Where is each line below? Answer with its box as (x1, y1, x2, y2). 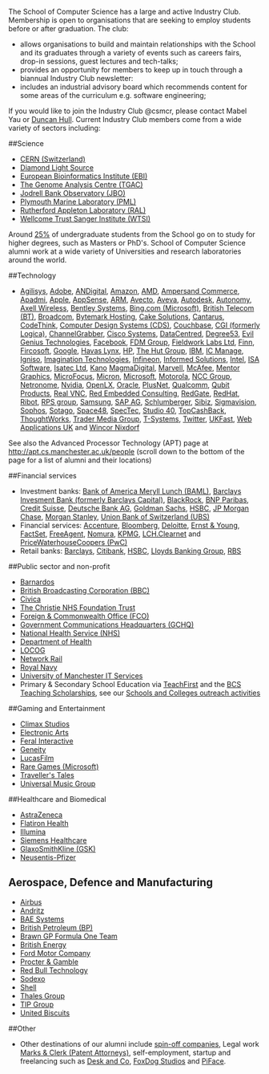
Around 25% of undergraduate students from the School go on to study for (8, 230, 256, 239)
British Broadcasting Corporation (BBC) (19, 586, 151, 595)
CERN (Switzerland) (19, 154, 86, 164)
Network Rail (19, 654, 62, 663)
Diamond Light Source (19, 163, 94, 172)
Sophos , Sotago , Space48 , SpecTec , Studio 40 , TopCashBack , (19, 405, 227, 415)
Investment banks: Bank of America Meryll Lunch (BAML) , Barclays (19, 486, 242, 496)
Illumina (19, 827, 46, 836)
